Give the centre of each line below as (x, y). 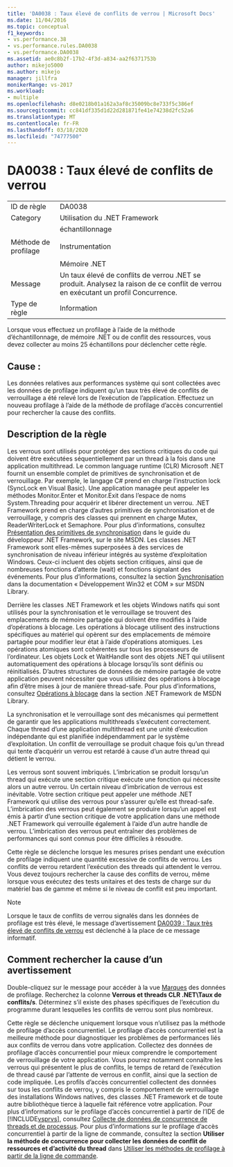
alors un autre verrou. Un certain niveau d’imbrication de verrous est (105, 786)
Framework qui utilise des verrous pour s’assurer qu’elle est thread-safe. (111, 801)
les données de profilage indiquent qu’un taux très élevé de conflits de (108, 390)
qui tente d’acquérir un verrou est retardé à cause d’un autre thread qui (109, 751)
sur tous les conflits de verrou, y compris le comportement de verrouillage (113, 1089)
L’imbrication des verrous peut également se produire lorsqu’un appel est (112, 809)
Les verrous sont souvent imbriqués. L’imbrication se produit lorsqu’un (108, 772)
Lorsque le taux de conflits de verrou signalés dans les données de (103, 916)
